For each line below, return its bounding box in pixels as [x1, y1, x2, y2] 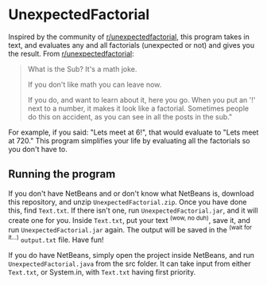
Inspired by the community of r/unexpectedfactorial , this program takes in [8, 32, 250, 41]
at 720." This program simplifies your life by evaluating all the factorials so [8, 135, 250, 145]
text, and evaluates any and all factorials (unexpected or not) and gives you [8, 40, 255, 49]
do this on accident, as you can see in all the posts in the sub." [27, 111, 233, 121]
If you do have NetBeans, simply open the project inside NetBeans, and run [8, 250, 254, 260]
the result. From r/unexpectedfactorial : [8, 49, 135, 58]
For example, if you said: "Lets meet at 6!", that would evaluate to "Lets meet [8, 127, 259, 137]
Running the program [8, 167, 116, 181]
